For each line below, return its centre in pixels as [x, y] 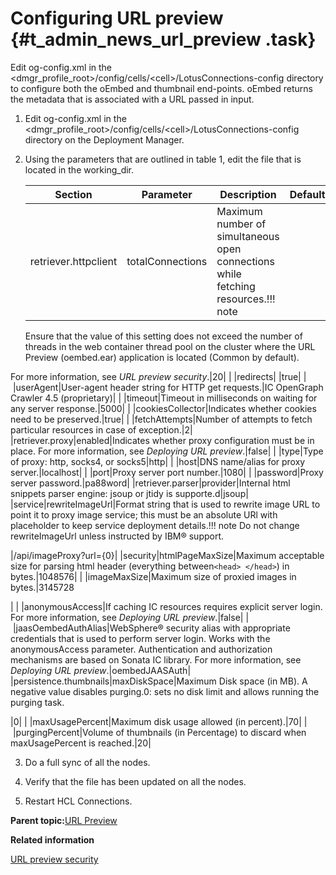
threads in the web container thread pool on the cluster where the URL [170, 346]
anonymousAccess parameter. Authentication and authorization [141, 649]
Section [73, 194]
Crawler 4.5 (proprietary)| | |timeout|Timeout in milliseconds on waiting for [164, 398]
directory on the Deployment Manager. [104, 139]
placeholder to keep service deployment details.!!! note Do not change [155, 525]
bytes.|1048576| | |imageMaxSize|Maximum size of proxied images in [153, 576]
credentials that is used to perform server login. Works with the [140, 638]
